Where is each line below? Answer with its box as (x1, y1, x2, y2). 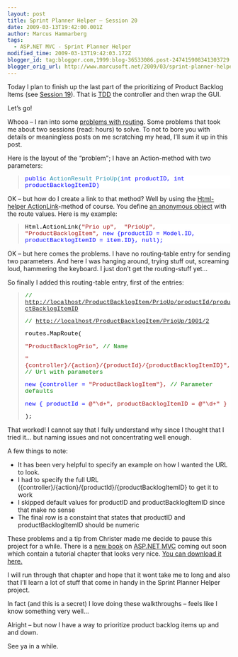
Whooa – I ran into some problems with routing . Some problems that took (7, 118, 221, 126)
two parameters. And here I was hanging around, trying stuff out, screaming (7, 256, 229, 265)
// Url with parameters (24, 368, 103, 376)
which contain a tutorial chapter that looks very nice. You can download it (7, 549, 222, 558)
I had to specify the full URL (17, 475, 99, 484)
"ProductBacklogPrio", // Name (24, 343, 128, 350)
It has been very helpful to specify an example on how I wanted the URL (17, 460, 228, 469)
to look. (17, 468, 40, 476)
